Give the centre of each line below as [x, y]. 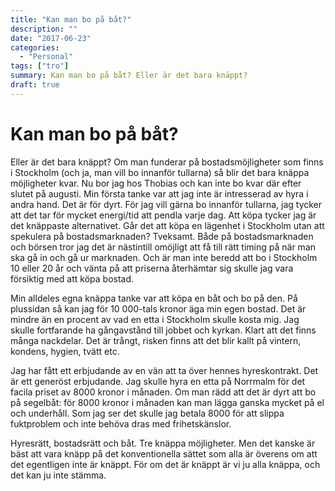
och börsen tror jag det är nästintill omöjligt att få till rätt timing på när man [163, 247]
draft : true [35, 85]
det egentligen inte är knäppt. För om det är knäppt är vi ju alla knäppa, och [165, 464]
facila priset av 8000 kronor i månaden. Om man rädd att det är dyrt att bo [163, 392]
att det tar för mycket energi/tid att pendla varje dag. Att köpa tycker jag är [163, 215]
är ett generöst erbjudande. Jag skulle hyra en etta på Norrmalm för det [158, 381]
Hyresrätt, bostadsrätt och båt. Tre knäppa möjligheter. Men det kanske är [163, 443]
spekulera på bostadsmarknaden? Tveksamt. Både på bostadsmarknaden [162, 236]
